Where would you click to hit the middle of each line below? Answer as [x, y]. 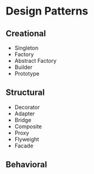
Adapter [25, 114]
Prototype [27, 73]
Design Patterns [47, 11]
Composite [28, 126]
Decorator [27, 107]
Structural [25, 93]
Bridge [23, 120]
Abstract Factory [35, 61]
